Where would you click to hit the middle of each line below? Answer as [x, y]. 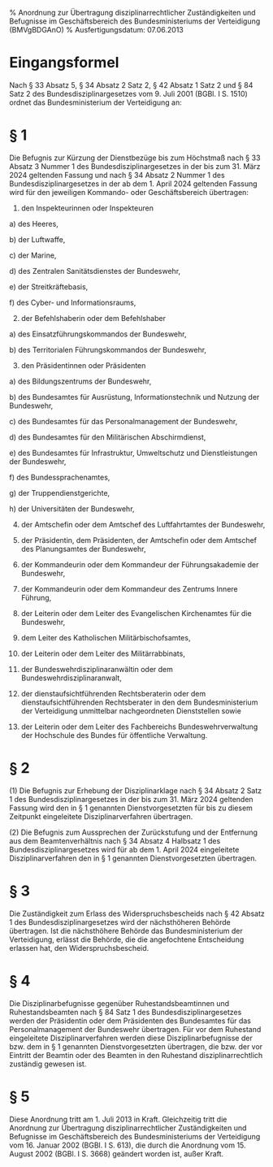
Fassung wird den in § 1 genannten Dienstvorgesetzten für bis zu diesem [131, 808]
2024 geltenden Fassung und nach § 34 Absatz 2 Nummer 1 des [117, 175]
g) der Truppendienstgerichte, [60, 492]
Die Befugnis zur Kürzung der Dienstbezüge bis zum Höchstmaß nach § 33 [135, 158]
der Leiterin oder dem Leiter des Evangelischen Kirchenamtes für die [136, 613]
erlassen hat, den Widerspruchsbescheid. [79, 948]
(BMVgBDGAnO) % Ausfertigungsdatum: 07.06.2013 [96, 30]
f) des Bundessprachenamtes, [60, 477]
